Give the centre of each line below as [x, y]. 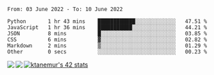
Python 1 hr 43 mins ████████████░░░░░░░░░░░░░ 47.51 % [107, 22]
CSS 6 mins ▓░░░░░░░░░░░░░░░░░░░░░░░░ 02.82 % [107, 40]
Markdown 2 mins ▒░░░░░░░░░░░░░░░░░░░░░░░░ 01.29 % [107, 46]
